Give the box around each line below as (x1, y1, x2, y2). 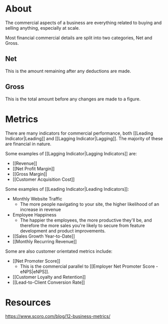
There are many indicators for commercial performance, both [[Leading (5, 130, 153, 136)
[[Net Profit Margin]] (12, 165, 55, 171)
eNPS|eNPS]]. (20, 268, 49, 274)
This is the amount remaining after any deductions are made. (5, 68, 132, 74)
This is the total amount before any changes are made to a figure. (5, 96, 141, 102)
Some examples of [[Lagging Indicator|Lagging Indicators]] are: (5, 150, 137, 156)
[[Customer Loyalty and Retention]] (12, 274, 86, 280)
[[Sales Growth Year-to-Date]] (12, 233, 75, 239)
